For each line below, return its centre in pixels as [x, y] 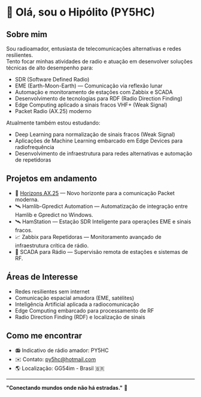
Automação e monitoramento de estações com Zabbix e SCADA [94, 92]
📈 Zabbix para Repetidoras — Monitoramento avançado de [88, 237]
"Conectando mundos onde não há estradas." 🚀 [67, 388]
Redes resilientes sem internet [52, 291]
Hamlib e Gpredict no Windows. [54, 214]
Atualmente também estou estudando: [53, 123]
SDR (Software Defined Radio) [52, 79]
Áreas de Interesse [42, 277]
